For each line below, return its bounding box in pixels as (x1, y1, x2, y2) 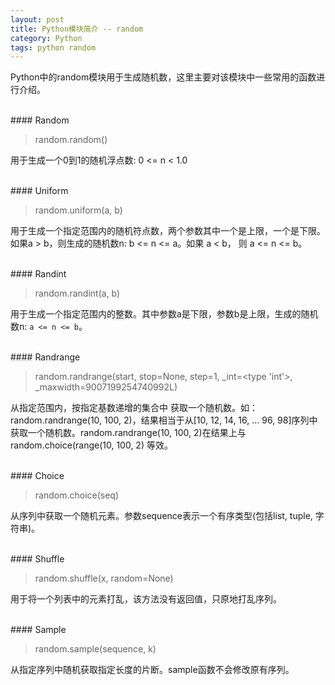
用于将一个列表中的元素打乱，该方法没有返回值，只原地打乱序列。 (10, 593, 282, 605)
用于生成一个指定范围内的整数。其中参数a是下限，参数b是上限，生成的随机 (10, 308, 319, 320)
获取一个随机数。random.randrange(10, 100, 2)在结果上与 (10, 427, 247, 439)
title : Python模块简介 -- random (10, 24, 144, 34)
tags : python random (10, 42, 97, 53)
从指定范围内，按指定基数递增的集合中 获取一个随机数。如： (10, 402, 258, 414)
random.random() (34, 134, 108, 146)
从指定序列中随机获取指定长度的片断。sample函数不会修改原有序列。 (10, 664, 295, 676)
